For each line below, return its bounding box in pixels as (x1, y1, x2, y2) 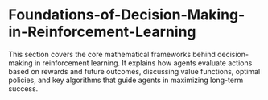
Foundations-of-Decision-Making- (8, 6, 245, 24)
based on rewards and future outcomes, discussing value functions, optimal (8, 66, 261, 76)
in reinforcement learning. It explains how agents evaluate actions (34, 58, 253, 68)
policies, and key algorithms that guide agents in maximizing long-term (8, 75, 244, 85)
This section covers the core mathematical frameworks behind (8, 49, 216, 59)
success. (8, 83, 39, 94)
